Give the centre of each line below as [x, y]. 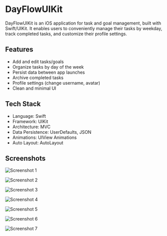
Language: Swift [29, 116]
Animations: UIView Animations [45, 137]
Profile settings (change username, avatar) [56, 83]
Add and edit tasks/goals [38, 62]
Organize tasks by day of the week [48, 67]
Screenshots [25, 158]
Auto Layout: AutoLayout [38, 143]
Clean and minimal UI [34, 88]
